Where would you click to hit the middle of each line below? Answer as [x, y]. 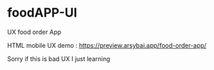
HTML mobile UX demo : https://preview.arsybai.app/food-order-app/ [107, 45]
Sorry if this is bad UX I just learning [59, 59]
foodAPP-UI [42, 13]
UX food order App [34, 32]
